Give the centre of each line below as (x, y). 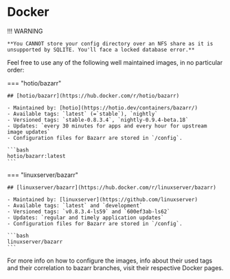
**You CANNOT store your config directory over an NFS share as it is (110, 43)
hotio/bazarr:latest (37, 156)
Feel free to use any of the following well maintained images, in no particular (115, 62)
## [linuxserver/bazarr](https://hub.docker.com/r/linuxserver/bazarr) (112, 187)
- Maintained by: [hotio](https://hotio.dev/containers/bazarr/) (102, 107)
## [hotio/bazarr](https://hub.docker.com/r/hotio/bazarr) (93, 96)
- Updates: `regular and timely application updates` (86, 218)
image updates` (29, 132)
